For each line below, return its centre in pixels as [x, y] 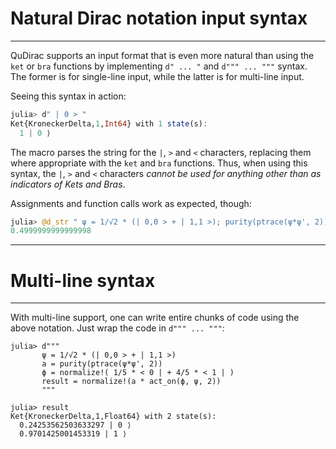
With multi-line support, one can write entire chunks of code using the [155, 318]
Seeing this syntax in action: [68, 96]
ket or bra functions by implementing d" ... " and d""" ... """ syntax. [159, 66]
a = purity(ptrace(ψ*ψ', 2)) [102, 364]
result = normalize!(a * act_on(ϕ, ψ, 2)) [131, 382]
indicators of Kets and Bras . [68, 184]
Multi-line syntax [83, 280]
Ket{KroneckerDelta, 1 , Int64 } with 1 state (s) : [109, 123]
